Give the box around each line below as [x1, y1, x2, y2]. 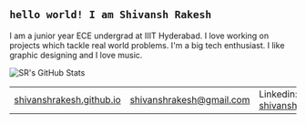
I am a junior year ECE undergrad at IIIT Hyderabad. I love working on [9, 30, 270, 41]
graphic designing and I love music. [9, 49, 143, 60]
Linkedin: [259, 88, 298, 100]
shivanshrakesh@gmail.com [129, 93, 250, 106]
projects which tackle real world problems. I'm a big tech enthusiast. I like [9, 39, 285, 50]
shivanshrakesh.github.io [14, 93, 121, 106]
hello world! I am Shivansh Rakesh [9, 8, 212, 22]
